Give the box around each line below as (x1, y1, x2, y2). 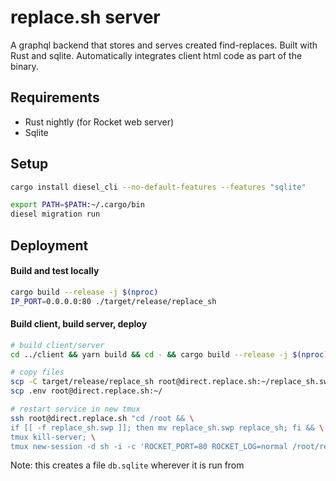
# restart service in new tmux (10, 404, 141, 415)
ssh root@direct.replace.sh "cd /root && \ (10, 413, 195, 423)
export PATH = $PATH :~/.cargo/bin (10, 200, 145, 210)
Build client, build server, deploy (10, 318, 148, 330)
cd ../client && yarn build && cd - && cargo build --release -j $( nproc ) (10, 349, 329, 360)
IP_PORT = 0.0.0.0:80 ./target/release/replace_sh (10, 296, 217, 306)
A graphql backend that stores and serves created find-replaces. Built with (10, 39, 318, 51)
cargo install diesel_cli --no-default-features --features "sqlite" (10, 182, 307, 192)
